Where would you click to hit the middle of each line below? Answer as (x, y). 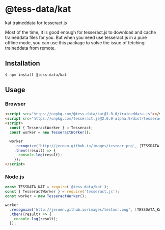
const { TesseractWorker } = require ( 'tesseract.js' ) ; (62, 192)
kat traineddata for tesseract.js (36, 23)
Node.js (15, 177)
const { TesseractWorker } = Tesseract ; (51, 128)
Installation (23, 63)
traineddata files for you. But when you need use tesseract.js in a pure (76, 37)
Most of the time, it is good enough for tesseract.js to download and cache (81, 32)
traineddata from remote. (30, 48)
